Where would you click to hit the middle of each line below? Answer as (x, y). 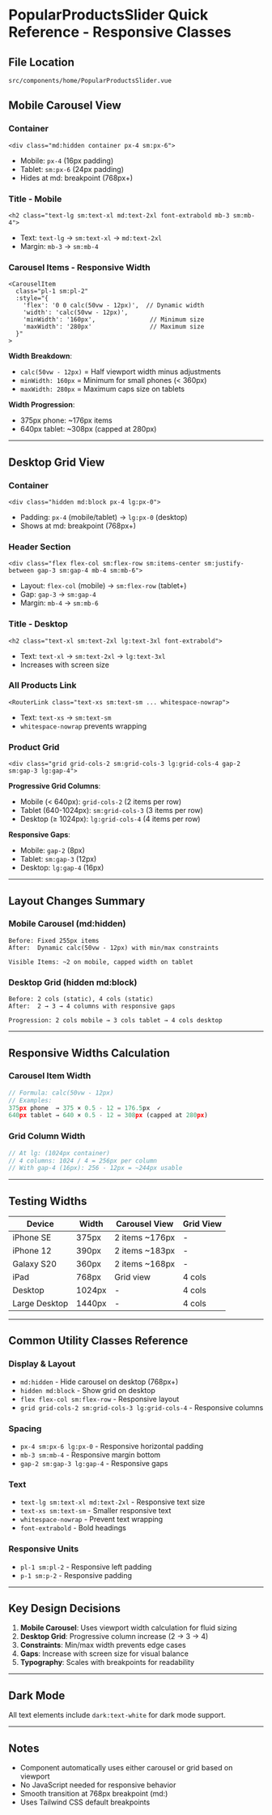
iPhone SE (32, 1237)
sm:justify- (224, 564)
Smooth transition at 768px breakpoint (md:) (94, 1794)
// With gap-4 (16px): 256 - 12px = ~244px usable (96, 1168)
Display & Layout (42, 1364)
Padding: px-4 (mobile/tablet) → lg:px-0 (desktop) (104, 517)
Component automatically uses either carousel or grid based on (126, 1768)
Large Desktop (40, 1304)
